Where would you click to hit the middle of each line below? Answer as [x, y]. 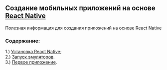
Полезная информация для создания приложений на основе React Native [83, 28]
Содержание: [23, 41]
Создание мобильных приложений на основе [80, 8]
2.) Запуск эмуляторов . [30, 57]
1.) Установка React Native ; [33, 52]
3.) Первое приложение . [31, 62]
